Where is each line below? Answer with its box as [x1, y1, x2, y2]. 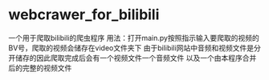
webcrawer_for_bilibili [8, 6, 160, 24]
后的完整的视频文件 [8, 62, 72, 73]
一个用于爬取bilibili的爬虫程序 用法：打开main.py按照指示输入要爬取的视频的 [8, 33, 259, 42]
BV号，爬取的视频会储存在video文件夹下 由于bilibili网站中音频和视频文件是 [8, 42, 255, 53]
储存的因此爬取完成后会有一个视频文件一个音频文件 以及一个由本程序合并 [14, 53, 257, 62]
